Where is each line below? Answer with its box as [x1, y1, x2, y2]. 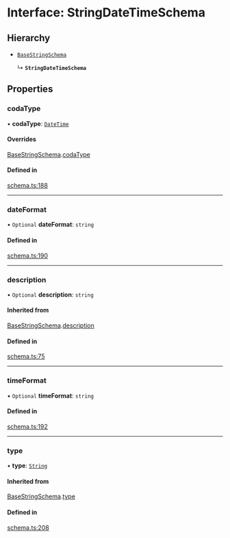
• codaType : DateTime [7, 119, 69, 127]
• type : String [7, 461, 48, 470]
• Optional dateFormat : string [7, 221, 94, 229]
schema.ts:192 [7, 422, 48, 430]
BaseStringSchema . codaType [7, 150, 91, 158]
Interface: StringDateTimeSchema [7, 5, 205, 21]
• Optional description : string [7, 290, 94, 299]
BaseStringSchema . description [7, 321, 94, 330]
